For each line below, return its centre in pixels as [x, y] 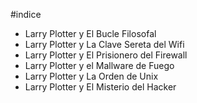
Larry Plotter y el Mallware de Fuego [99, 65]
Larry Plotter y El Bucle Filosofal [90, 33]
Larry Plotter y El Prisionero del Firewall [106, 55]
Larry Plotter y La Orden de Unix [91, 76]
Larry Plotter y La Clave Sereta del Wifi [104, 44]
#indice [26, 14]
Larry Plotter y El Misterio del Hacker [100, 87]
